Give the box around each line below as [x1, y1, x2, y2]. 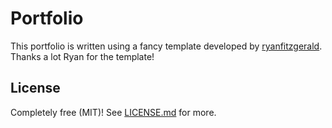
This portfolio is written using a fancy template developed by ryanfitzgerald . [10, 40, 323, 52]
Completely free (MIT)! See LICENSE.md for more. [10, 106, 217, 118]
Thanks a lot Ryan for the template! [10, 50, 155, 62]
